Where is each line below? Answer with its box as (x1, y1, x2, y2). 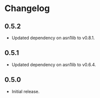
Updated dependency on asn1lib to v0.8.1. (11, 35, 95, 41)
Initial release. (11, 88, 40, 94)
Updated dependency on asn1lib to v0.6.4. (11, 61, 96, 68)
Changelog (4, 3, 50, 14)
